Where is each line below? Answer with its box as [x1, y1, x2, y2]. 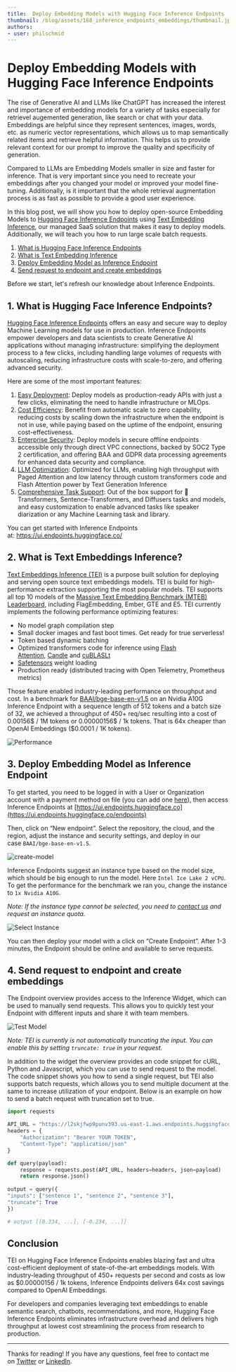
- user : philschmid [7, 30, 65, 37]
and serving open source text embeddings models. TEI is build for [7, 577, 198, 586]
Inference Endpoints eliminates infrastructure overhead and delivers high [7, 1314, 218, 1323]
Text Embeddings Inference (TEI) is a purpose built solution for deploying [7, 570, 219, 578]
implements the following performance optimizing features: [7, 607, 179, 615]
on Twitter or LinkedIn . [7, 1357, 72, 1366]
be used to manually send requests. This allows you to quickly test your [7, 1002, 214, 1010]
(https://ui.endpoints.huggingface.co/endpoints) [7, 810, 147, 818]
